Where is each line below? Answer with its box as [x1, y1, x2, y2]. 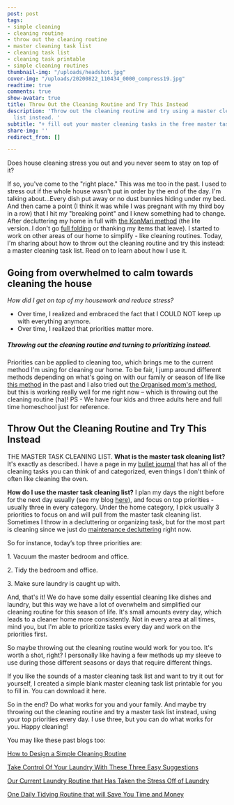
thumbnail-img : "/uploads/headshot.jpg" [7, 68, 127, 75]
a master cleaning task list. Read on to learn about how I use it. [7, 246, 187, 255]
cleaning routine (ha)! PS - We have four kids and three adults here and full [7, 395, 222, 404]
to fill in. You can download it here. [7, 686, 107, 695]
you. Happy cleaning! [7, 722, 68, 730]
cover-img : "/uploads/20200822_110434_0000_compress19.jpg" [7, 75, 186, 82]
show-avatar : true [7, 95, 61, 102]
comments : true [7, 88, 52, 95]
